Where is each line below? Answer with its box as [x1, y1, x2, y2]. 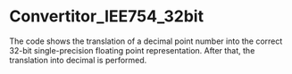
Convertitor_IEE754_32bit [9, 6, 204, 27]
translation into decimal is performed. [9, 54, 147, 65]
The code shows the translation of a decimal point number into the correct [9, 36, 283, 46]
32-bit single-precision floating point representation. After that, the [9, 45, 255, 55]
